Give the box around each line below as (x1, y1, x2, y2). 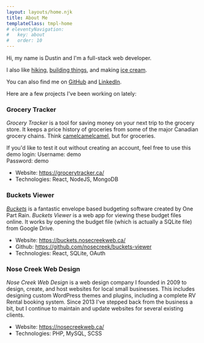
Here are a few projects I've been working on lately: (6, 90, 137, 97)
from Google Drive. (6, 225, 55, 232)
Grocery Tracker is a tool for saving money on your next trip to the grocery (6, 119, 195, 126)
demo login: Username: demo (6, 151, 81, 158)
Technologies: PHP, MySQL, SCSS (15, 330, 102, 337)
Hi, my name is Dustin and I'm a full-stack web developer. (6, 55, 152, 61)
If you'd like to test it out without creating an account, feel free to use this (6, 144, 191, 152)
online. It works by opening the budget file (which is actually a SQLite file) (6, 218, 192, 225)
